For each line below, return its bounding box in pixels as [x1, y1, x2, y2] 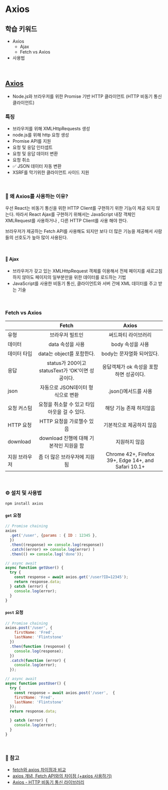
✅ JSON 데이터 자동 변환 [12, 163, 61, 169]
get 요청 [5, 512, 21, 518]
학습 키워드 [5, 25, 37, 33]
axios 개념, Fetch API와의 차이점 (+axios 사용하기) [12, 773, 112, 779]
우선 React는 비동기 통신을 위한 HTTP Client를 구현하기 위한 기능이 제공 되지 [5, 205, 155, 211]
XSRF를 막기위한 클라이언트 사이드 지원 [12, 169, 89, 176]
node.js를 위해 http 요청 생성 [12, 132, 69, 138]
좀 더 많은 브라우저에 [38, 453, 84, 460]
